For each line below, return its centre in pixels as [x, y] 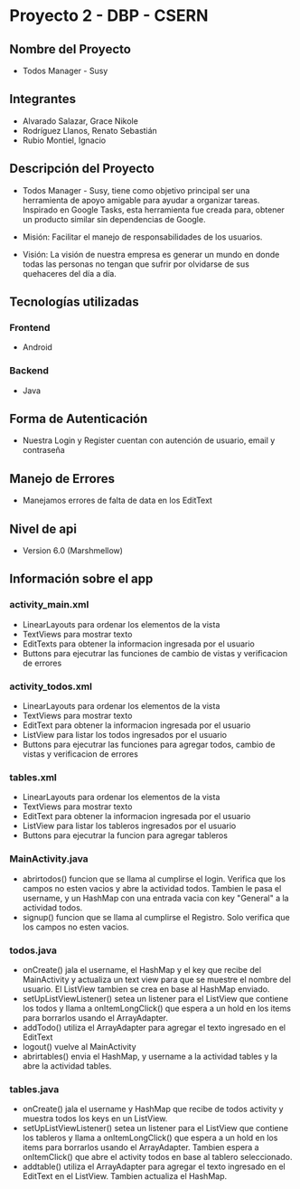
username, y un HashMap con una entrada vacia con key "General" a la [155, 898]
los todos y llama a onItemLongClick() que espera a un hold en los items [157, 1008]
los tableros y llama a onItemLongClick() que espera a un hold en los [150, 1138]
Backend [29, 371]
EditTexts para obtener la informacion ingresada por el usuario [138, 644]
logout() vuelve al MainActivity [80, 1046]
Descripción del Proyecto [82, 169]
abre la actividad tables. [67, 1066]
